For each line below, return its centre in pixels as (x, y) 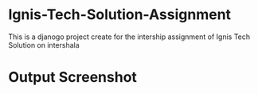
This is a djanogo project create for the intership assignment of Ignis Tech (129, 37)
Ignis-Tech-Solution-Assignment (120, 15)
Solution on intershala (44, 45)
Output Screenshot (73, 77)
